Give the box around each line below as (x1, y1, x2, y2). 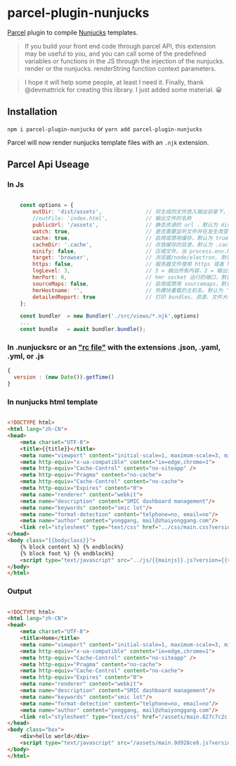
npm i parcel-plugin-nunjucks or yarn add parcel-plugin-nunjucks (7, 125, 202, 133)
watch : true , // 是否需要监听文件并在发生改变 (32, 227, 228, 235)
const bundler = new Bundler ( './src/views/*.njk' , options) (20, 313, 199, 320)
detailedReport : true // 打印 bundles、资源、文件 (32, 294, 223, 301)
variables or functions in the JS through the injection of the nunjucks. (24, 56, 225, 65)
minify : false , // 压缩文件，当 (32, 248, 187, 255)
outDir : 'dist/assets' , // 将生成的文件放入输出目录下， (32, 208, 229, 215)
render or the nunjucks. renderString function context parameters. (24, 64, 216, 73)
